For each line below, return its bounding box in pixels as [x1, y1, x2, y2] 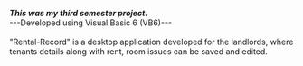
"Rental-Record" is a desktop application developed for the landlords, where [9, 36, 294, 47]
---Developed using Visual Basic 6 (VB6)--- [9, 17, 173, 28]
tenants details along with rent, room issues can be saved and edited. [9, 46, 269, 57]
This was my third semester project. [9, 8, 148, 18]
